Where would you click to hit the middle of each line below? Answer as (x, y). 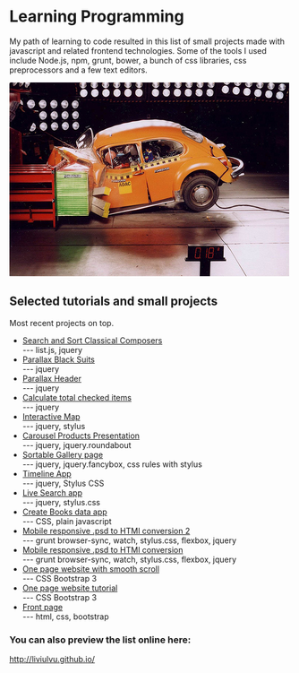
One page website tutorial (70, 588)
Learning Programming (97, 17)
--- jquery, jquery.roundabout (77, 444)
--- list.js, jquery (52, 349)
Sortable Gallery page (63, 454)
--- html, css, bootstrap (65, 617)
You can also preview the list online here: (100, 640)
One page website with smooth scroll (90, 569)
